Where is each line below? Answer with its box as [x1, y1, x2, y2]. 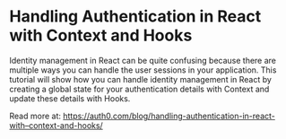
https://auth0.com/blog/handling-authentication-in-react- [62, 110, 275, 121]
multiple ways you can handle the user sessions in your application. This [9, 65, 277, 75]
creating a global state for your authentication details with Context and [9, 83, 270, 94]
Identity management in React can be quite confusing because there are [9, 55, 276, 65]
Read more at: [9, 110, 61, 121]
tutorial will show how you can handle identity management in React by [9, 74, 272, 84]
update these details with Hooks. [9, 92, 131, 104]
